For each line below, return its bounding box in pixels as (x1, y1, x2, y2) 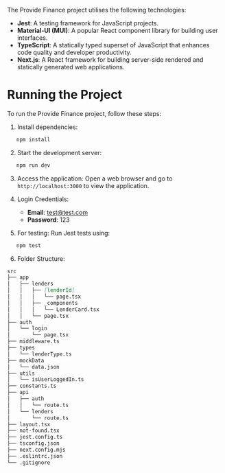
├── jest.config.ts (7, 434, 63, 441)
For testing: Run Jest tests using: (16, 229, 110, 237)
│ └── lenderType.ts (7, 350, 72, 358)
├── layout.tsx (7, 421, 51, 428)
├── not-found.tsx (7, 427, 60, 435)
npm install (16, 136, 51, 143)
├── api (7, 389, 29, 396)
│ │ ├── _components (7, 299, 78, 306)
